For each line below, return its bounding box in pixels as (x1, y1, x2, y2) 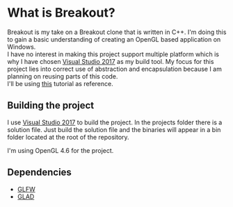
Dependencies (7, 167, 72, 179)
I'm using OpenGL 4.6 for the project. (7, 146, 114, 154)
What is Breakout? (7, 5, 116, 21)
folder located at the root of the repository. (7, 133, 130, 141)
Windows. (7, 42, 36, 51)
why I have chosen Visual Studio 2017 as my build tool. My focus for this (7, 57, 214, 65)
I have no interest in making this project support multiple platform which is (7, 50, 219, 58)
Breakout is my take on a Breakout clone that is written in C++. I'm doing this (7, 28, 227, 36)
